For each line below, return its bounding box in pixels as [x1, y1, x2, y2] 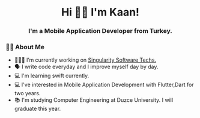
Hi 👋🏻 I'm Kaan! [61, 5, 139, 19]
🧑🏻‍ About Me [5, 43, 44, 52]
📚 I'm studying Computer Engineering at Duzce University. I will [14, 96, 174, 104]
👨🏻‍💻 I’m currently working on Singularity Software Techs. [14, 56, 157, 63]
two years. [14, 90, 41, 97]
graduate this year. [14, 105, 61, 113]
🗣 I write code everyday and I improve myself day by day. [14, 63, 159, 71]
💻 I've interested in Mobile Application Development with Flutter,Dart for [14, 81, 194, 89]
